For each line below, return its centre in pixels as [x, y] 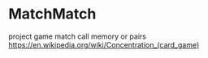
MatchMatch [52, 14]
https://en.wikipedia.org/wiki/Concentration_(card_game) [104, 44]
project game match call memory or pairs [77, 36]
